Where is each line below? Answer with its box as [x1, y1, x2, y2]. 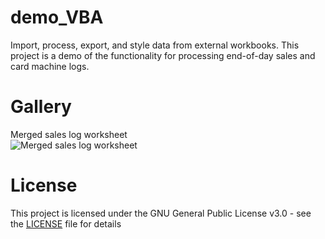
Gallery [10, 96, 72, 118]
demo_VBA [10, 6, 104, 29]
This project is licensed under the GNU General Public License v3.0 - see [10, 207, 312, 219]
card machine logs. [10, 60, 90, 72]
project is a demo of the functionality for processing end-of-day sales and [10, 49, 316, 61]
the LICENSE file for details [10, 217, 122, 230]
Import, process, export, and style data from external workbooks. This [10, 39, 300, 51]
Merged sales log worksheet [10, 128, 128, 140]
